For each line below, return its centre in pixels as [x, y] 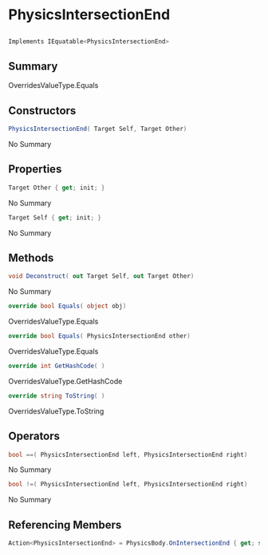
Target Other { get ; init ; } [57, 188]
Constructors [42, 111]
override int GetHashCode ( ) [57, 366]
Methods [31, 258]
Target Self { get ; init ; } [55, 217]
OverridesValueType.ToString [56, 411]
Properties [35, 169]
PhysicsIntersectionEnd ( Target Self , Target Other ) [98, 129]
